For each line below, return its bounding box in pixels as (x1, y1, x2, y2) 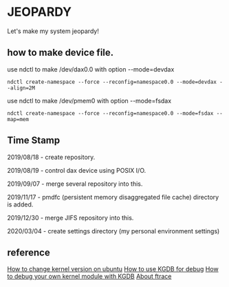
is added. (7, 200, 34, 209)
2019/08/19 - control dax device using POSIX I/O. (7, 166, 146, 174)
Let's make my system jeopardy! (7, 27, 100, 35)
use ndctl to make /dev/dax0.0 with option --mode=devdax (7, 65, 175, 73)
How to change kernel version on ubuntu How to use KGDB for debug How (7, 265, 219, 273)
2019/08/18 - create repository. (7, 153, 96, 161)
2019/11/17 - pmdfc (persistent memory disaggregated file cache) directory (7, 193, 219, 201)
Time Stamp (7, 135, 61, 147)
